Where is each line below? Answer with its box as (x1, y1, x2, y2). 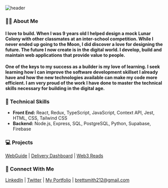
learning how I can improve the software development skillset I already (5, 69, 158, 75)
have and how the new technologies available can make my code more (5, 75, 158, 81)
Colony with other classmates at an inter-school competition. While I (5, 36, 154, 42)
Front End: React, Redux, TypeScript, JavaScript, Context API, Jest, (12, 110, 155, 116)
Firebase (12, 126, 32, 132)
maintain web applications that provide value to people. (5, 52, 126, 58)
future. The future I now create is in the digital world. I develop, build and (5, 46, 162, 53)
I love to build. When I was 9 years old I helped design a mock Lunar (5, 30, 151, 36)
